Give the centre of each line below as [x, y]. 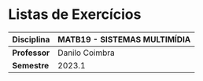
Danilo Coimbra [87, 53]
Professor [31, 53]
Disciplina [31, 39]
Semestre [31, 65]
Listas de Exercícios [75, 15]
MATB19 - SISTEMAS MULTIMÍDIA [124, 39]
